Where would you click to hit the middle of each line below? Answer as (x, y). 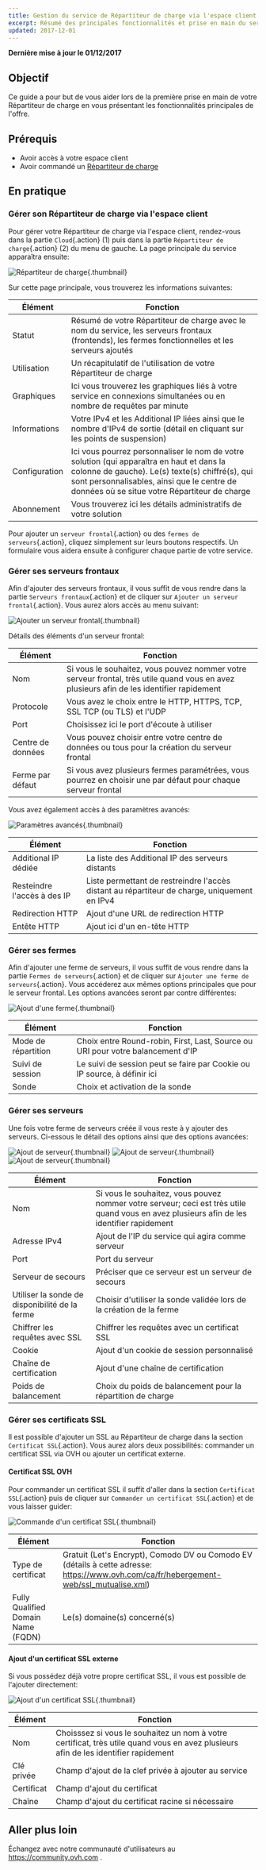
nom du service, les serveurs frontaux (141, 330)
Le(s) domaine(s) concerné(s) (119, 1617)
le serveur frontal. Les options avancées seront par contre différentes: (123, 993)
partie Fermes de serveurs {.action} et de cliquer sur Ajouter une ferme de (129, 976)
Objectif (28, 77)
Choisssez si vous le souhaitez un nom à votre (142, 1733)
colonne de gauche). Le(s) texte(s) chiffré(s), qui (162, 471)
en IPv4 (100, 900)
